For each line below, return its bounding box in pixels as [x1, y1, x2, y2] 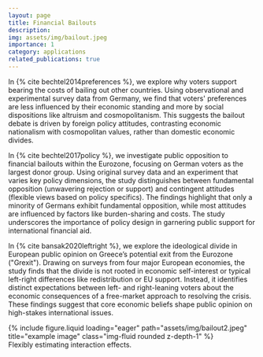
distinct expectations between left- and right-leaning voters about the [8, 282, 234, 292]
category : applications [8, 48, 87, 56]
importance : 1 [8, 41, 55, 49]
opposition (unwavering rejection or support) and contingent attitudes [8, 184, 235, 193]
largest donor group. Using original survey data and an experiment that [8, 167, 239, 177]
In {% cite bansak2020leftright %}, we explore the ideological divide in [8, 241, 238, 250]
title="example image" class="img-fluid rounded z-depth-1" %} [8, 331, 214, 340]
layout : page [8, 11, 51, 20]
